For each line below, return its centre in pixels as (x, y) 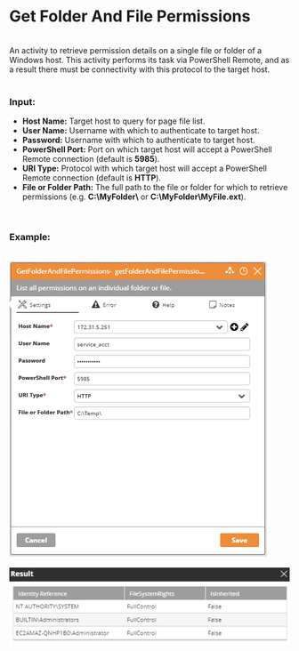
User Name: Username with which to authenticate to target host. (141, 131)
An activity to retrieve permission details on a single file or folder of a (136, 50)
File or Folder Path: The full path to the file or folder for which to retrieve (155, 188)
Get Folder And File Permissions (130, 16)
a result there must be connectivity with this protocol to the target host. (140, 69)
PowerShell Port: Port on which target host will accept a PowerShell (147, 149)
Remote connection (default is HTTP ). (92, 178)
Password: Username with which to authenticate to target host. (138, 141)
